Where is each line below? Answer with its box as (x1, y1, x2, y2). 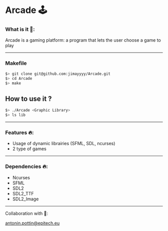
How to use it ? (5, 94, 52, 103)
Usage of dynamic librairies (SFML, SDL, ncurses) (12, 141, 115, 147)
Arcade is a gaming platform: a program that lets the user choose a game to (5, 37, 161, 43)
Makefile (5, 60, 27, 67)
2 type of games (12, 146, 46, 152)
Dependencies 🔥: (5, 163, 48, 170)
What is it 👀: (5, 26, 35, 33)
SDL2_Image (12, 196, 39, 202)
